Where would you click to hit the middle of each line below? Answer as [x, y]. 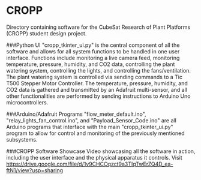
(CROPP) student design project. [46, 33]
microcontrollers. [27, 102]
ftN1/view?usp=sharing [35, 170]
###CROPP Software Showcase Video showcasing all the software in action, [101, 151]
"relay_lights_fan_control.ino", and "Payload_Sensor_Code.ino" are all [91, 120]
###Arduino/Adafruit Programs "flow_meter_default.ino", [76, 114]
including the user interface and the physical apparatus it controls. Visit [94, 157]
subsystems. [22, 139]
